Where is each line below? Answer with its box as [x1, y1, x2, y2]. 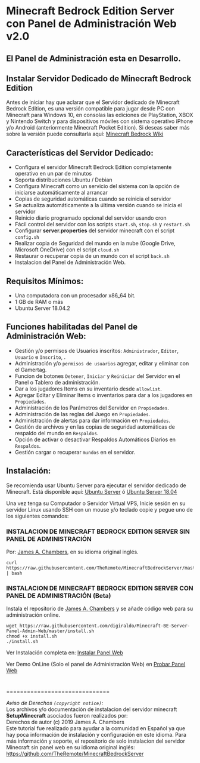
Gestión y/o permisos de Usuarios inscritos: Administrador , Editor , [14, 347, 179, 354]
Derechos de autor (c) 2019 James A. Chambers [6, 718, 125, 726]
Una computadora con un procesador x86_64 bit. [14, 292, 136, 299]
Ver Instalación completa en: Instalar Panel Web [6, 649, 123, 656]
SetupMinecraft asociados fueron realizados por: [6, 712, 128, 719]
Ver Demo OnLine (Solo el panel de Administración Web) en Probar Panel [6, 661, 186, 668]
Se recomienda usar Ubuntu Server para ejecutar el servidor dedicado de [6, 482, 186, 489]
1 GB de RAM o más [14, 299, 64, 306]
